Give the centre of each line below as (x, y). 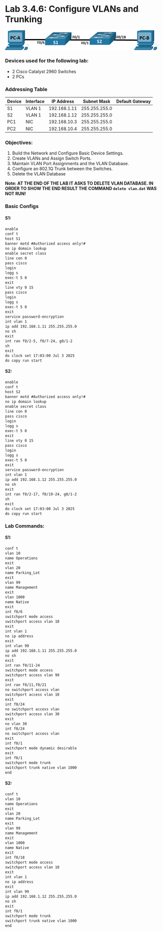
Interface (35, 101)
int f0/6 (14, 612)
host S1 (13, 239)
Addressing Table (26, 89)
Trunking (24, 19)
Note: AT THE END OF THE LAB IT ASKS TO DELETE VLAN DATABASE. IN (79, 183)
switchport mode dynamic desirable (41, 748)
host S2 (13, 392)
